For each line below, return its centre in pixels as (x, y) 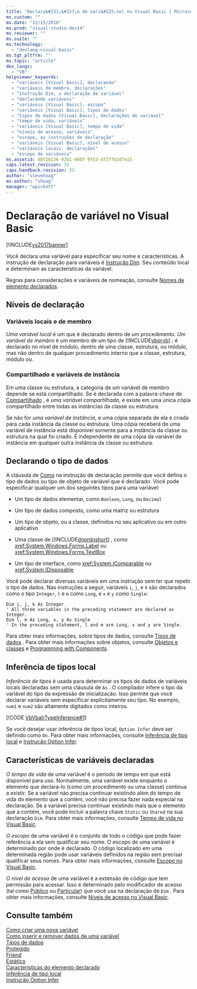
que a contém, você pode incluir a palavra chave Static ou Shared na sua (94, 812)
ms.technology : (25, 45)
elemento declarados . (32, 286)
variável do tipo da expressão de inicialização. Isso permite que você (89, 694)
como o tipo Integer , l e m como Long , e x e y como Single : (77, 594)
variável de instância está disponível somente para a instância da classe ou (97, 430)
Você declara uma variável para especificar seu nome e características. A (95, 256)
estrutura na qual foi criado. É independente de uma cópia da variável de (94, 436)
